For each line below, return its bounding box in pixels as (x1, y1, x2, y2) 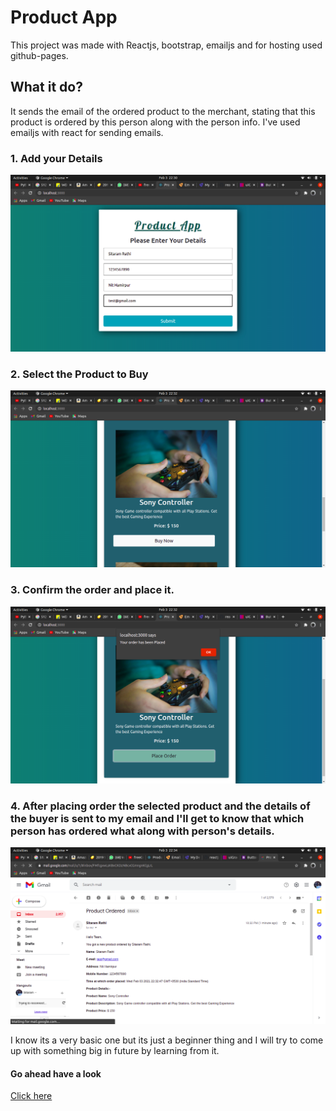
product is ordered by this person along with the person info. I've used (10, 116, 301, 128)
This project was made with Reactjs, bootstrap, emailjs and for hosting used (10, 39, 323, 51)
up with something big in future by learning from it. (10, 1044, 220, 1056)
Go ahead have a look (10, 1067, 102, 1080)
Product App (10, 6, 118, 29)
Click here (10, 1090, 53, 1102)
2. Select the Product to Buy (10, 367, 149, 381)
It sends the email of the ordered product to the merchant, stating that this (10, 105, 316, 117)
